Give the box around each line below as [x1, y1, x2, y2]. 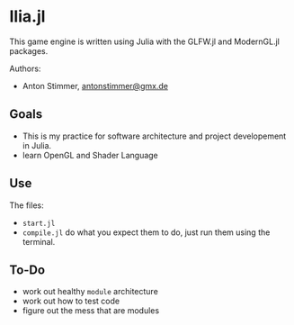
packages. [9, 45, 49, 56]
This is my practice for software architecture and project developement [22, 131, 287, 141]
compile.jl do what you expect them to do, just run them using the [22, 227, 271, 238]
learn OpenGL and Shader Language [22, 149, 159, 160]
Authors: [9, 63, 41, 74]
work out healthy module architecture [22, 286, 159, 297]
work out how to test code [22, 295, 120, 307]
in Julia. [22, 140, 52, 150]
